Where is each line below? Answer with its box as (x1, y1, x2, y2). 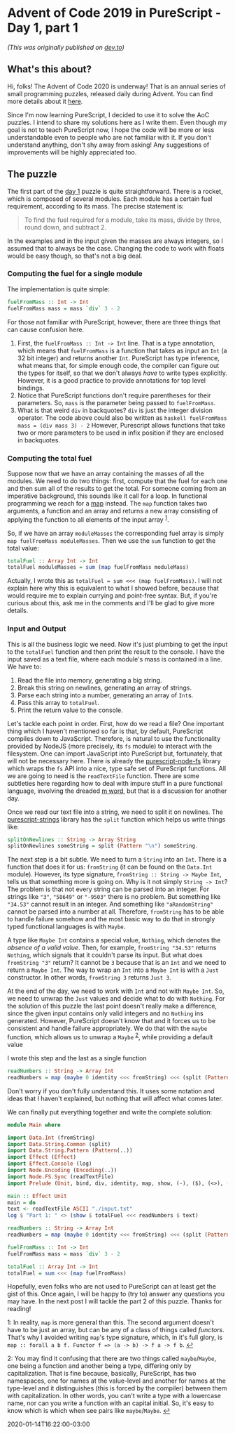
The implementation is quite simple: (7, 284, 110, 293)
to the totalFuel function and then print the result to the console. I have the (7, 647, 225, 656)
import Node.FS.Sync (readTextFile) (7, 1173, 114, 1180)
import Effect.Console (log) (7, 1160, 92, 1167)
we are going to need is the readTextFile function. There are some (7, 771, 200, 780)
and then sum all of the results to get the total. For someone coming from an (7, 484, 227, 492)
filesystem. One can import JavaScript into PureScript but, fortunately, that (7, 749, 222, 758)
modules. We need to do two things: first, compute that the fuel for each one (7, 476, 228, 485)
